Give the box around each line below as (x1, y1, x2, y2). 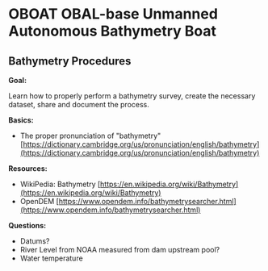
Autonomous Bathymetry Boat (8, 22, 216, 40)
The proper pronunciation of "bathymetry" (19, 131, 161, 140)
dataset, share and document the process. (8, 100, 149, 109)
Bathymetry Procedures (8, 54, 132, 68)
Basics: (8, 115, 34, 125)
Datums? (19, 236, 50, 246)
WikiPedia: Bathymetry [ (19, 179, 101, 189)
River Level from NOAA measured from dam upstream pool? (19, 245, 220, 254)
